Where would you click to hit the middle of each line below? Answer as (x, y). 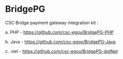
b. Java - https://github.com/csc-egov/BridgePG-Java (60, 42)
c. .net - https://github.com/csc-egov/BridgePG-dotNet (61, 51)
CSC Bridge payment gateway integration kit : (52, 23)
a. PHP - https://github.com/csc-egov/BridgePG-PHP (60, 32)
